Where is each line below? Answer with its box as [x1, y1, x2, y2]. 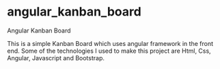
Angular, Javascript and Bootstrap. [7, 53, 105, 62]
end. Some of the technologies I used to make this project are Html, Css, [7, 47, 211, 55]
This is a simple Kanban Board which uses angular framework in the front [7, 39, 214, 47]
